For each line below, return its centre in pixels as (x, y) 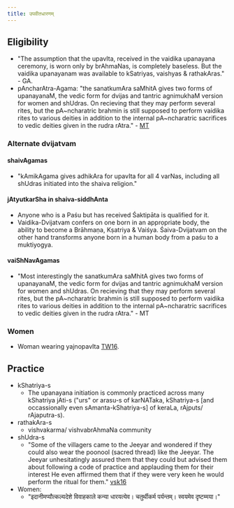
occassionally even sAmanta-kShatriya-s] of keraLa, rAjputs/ (115, 408)
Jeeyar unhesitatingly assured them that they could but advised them (127, 460)
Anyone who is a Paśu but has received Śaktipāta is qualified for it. (113, 215)
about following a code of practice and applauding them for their (121, 467)
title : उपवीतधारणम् (31, 14)
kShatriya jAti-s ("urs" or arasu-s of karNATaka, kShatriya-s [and (121, 400)
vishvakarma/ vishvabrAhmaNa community (89, 430)
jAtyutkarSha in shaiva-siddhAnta (58, 199)
